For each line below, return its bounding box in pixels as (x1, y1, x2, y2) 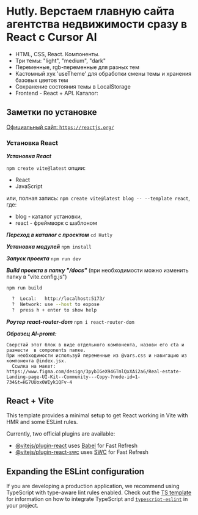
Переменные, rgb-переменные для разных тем (15, 63, 139, 71)
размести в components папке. (6, 347, 86, 353)
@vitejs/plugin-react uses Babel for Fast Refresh (15, 442, 138, 450)
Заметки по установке (6, 107, 97, 117)
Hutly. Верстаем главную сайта (6, 4, 175, 18)
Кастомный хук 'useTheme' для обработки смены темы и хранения (15, 70, 191, 77)
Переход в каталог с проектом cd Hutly (6, 231, 113, 239)
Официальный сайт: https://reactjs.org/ (6, 123, 114, 131)
